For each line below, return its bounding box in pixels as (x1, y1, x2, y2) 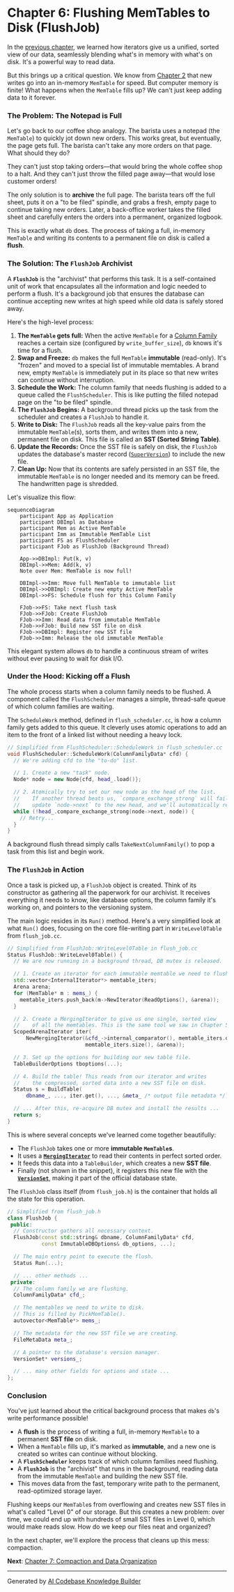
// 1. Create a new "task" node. (13, 769, 111, 777)
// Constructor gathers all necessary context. (13, 1227, 155, 1235)
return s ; (13, 1112, 42, 1119)
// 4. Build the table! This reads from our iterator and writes (13, 1072, 208, 1080)
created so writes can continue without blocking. (17, 1450, 158, 1458)
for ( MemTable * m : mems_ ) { (13, 990, 98, 996)
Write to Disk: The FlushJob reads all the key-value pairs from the (17, 420, 206, 428)
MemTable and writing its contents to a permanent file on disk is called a (7, 234, 210, 242)
